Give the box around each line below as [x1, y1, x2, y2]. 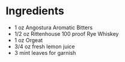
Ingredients [5, 4, 64, 18]
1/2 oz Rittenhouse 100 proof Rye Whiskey [14, 30, 119, 37]
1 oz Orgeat [14, 36, 43, 44]
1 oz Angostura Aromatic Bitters [14, 24, 93, 31]
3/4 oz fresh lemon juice [14, 43, 75, 50]
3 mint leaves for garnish [14, 49, 76, 56]
